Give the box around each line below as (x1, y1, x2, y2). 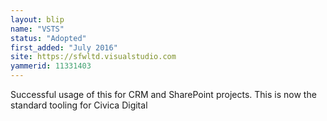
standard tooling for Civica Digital (10, 99, 148, 111)
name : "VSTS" (10, 24, 65, 34)
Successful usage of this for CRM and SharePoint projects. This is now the (10, 89, 317, 100)
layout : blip (10, 14, 65, 25)
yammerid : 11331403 (10, 61, 92, 71)
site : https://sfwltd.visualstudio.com (10, 52, 177, 62)
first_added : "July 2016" (10, 42, 118, 53)
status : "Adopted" (10, 33, 87, 43)
